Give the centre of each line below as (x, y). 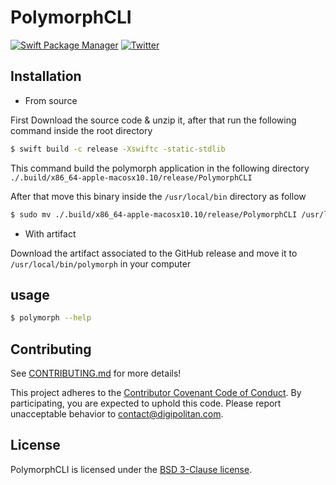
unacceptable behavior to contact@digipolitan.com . (117, 414)
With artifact (50, 233)
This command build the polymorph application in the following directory (160, 168)
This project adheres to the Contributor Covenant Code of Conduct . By (156, 392)
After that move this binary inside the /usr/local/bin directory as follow (158, 196)
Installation (46, 76)
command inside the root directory (81, 130)
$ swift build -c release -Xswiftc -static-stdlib (118, 149)
